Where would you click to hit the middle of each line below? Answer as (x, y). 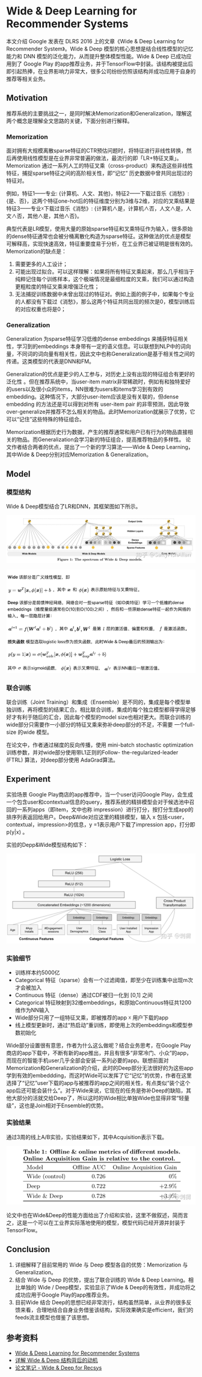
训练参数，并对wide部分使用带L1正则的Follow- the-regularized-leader (92, 752)
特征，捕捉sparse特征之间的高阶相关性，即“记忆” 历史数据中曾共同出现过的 (99, 173)
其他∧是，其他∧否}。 (54, 216)
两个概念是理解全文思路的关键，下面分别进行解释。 (69, 121)
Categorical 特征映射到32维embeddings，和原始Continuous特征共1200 (103, 1003)
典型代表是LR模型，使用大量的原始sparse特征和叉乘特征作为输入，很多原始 (99, 229)
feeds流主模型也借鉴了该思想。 (54, 1317)
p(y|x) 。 (17, 832)
